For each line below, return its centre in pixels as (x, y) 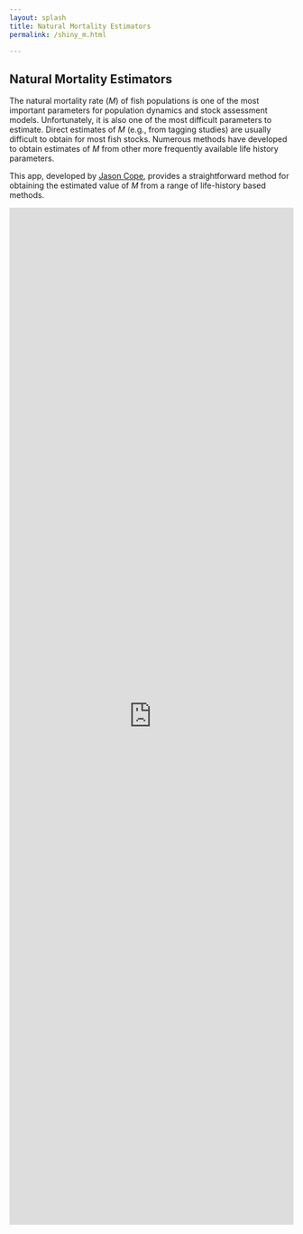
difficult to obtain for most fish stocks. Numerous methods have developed (148, 139)
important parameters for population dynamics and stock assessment (138, 110)
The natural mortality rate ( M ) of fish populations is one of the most (134, 101)
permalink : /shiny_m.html (58, 34)
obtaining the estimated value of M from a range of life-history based (138, 185)
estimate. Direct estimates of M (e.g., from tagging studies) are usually (140, 130)
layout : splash (38, 18)
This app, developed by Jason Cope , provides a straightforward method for (150, 176)
